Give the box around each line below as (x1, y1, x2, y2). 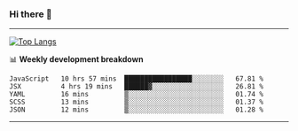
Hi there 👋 (9, 8, 53, 20)
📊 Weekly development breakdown (9, 54, 144, 65)
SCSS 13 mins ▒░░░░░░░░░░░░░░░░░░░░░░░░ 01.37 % (9, 97, 264, 107)
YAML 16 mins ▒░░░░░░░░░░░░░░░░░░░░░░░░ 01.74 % (9, 90, 264, 99)
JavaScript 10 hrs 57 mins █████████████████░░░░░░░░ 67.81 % (9, 74, 264, 83)
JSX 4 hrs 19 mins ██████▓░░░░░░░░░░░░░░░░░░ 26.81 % (9, 82, 264, 91)
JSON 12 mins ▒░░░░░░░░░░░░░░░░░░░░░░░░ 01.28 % (9, 105, 264, 114)
